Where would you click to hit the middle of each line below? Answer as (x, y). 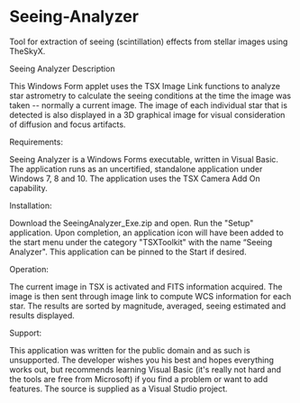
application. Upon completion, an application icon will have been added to (146, 233)
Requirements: (36, 142)
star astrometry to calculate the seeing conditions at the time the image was (150, 96)
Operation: (29, 269)
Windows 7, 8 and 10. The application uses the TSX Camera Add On (135, 179)
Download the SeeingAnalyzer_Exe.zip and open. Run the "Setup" (132, 223)
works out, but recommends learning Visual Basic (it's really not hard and (145, 369)
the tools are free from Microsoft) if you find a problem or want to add (139, 379)
